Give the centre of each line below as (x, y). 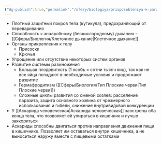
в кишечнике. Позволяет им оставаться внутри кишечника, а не (78, 131)
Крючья (27, 54)
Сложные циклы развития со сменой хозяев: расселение (78, 95)
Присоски (29, 49)
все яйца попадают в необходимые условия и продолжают (80, 74)
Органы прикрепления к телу (42, 43)
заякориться (25, 121)
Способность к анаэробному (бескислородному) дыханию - (74, 33)
